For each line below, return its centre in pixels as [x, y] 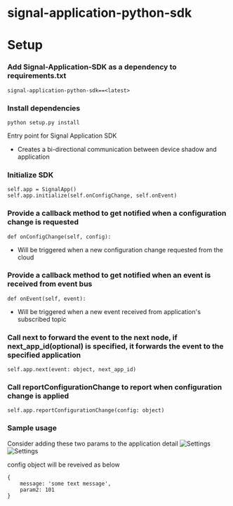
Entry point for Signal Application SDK [62, 136]
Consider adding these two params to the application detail [93, 443]
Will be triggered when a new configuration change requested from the [120, 249]
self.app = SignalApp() [42, 190]
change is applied [38, 396]
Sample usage [32, 428]
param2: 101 [37, 490]
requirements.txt [37, 76]
